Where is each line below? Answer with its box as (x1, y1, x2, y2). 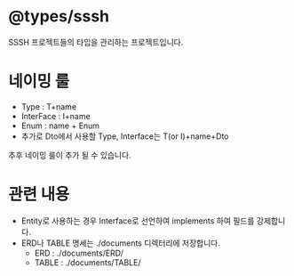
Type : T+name (20, 101, 77, 112)
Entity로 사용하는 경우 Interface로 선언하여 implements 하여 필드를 (20, 215, 255, 226)
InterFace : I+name (20, 110, 91, 121)
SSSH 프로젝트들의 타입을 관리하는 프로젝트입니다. (8, 37, 184, 47)
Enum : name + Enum (20, 120, 99, 131)
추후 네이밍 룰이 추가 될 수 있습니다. (8, 150, 131, 160)
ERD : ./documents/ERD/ (34, 248, 123, 258)
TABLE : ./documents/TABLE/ (34, 256, 141, 268)
